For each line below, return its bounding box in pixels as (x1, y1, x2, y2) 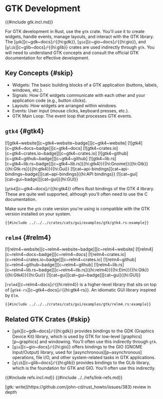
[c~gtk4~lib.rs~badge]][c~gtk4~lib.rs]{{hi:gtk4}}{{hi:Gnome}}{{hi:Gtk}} (5, 161, 148, 166)
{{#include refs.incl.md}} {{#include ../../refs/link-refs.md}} (5, 375, 123, 381)
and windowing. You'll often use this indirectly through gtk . (39, 339, 158, 345)
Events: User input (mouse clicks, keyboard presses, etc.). (12, 108, 129, 113)
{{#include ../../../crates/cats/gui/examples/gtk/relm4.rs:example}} (5, 302, 151, 307)
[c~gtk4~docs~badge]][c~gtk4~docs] (5, 145, 82, 151)
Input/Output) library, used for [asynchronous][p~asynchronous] (12, 349, 142, 355)
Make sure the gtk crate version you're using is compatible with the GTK (5, 205, 150, 212)
